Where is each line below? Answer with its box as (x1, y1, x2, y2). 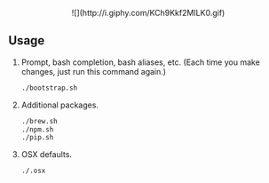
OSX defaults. (20, 149, 73, 160)
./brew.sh (20, 116, 59, 125)
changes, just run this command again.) (20, 66, 166, 76)
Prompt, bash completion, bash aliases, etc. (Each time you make (20, 57, 261, 68)
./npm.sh (20, 124, 54, 134)
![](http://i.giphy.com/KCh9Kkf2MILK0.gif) (71, 8, 225, 18)
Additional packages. (20, 99, 99, 110)
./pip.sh (20, 133, 54, 142)
